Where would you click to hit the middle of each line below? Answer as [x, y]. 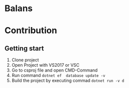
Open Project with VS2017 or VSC [46, 65]
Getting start [24, 48]
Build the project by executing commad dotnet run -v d [68, 81]
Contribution [31, 31]
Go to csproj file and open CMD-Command [55, 70]
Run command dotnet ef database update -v [58, 75]
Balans [18, 8]
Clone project [25, 60]
